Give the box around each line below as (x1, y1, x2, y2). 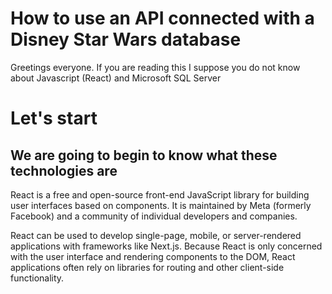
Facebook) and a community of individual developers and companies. (10, 210, 298, 222)
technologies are (10, 162, 118, 179)
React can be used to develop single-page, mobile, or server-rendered (10, 229, 302, 241)
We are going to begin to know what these (10, 147, 278, 164)
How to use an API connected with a (10, 7, 315, 30)
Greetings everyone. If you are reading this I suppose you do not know (10, 61, 301, 73)
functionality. (10, 272, 65, 284)
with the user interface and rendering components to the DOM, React (10, 250, 296, 262)
